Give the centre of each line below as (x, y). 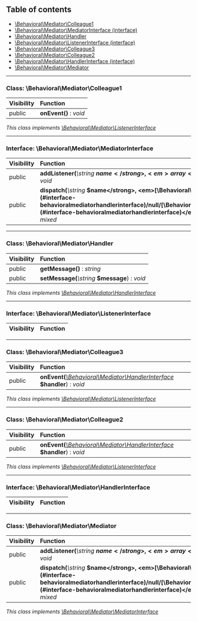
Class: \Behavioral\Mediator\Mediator (61, 526)
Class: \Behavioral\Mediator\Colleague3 (65, 352)
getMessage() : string (70, 268)
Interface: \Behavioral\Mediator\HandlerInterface (78, 487)
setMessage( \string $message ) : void (93, 278)
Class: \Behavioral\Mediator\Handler (60, 244)
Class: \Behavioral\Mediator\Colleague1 (64, 88)
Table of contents (39, 10)
